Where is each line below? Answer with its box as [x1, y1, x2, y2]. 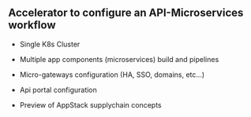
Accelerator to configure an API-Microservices [8, 6, 244, 20]
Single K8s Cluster [19, 39, 81, 49]
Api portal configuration [19, 85, 97, 94]
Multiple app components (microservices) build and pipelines [19, 54, 219, 64]
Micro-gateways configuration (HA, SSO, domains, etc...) [19, 70, 205, 79]
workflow [8, 19, 56, 32]
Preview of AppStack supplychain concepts [19, 100, 162, 109]
